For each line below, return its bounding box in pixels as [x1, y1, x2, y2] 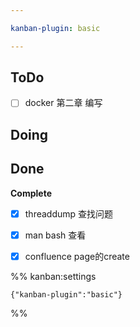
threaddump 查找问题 [24, 207, 114, 220]
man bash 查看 [24, 229, 87, 241]
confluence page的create [24, 250, 130, 262]
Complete [10, 187, 53, 199]
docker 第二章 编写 [24, 97, 103, 109]
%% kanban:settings [10, 270, 97, 282]
